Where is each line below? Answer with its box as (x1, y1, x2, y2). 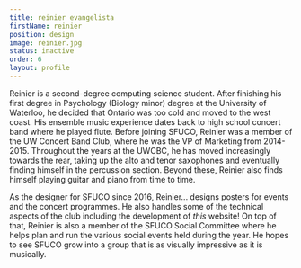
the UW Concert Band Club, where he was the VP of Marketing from (9, 136, 262, 147)
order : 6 (9, 55, 42, 64)
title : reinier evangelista (9, 13, 115, 22)
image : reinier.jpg (9, 38, 83, 48)
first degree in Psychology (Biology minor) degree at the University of (9, 97, 267, 108)
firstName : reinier (9, 22, 83, 31)
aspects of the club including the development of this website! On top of (9, 210, 277, 221)
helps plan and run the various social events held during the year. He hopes (9, 229, 289, 240)
